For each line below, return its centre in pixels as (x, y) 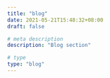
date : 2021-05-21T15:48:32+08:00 (55, 20)
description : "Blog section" (49, 46)
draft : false (26, 26)
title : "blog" (28, 13)
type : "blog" (26, 64)
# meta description (35, 39)
